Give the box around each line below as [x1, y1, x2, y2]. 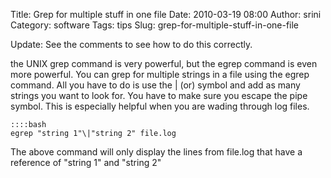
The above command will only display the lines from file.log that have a [10, 146, 303, 158]
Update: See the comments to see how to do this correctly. [10, 39, 253, 50]
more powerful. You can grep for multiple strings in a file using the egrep [10, 69, 310, 80]
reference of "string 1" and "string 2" [10, 157, 162, 168]
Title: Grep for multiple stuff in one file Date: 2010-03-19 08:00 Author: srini [10, 9, 322, 20]
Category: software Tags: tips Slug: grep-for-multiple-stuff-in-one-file [10, 19, 300, 31]
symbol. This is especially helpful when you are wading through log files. [10, 100, 310, 112]
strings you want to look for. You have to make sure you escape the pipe [10, 90, 308, 101]
